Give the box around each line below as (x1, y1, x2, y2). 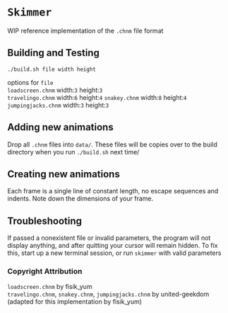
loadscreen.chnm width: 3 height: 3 (7, 86, 103, 94)
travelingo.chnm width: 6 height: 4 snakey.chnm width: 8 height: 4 (7, 93, 187, 101)
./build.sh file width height (7, 66, 97, 73)
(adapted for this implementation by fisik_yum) (7, 297, 143, 306)
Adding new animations (7, 121, 114, 133)
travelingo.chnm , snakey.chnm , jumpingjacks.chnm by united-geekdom (7, 290, 210, 299)
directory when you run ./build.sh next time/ (7, 147, 140, 156)
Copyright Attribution (7, 266, 83, 276)
